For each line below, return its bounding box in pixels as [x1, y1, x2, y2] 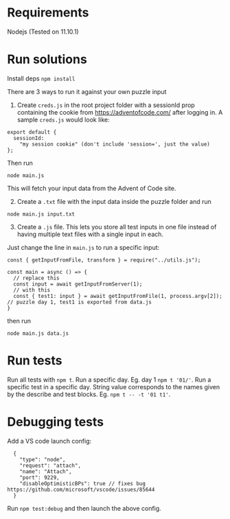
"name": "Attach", [19, 468, 72, 475]
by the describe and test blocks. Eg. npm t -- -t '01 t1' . [7, 390, 171, 398]
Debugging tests [7, 414, 104, 430]
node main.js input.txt [7, 211, 76, 218]
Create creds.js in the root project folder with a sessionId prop [16, 101, 196, 109]
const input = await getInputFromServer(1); [13, 280, 143, 288]
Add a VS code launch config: [7, 437, 92, 445]
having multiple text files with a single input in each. [16, 230, 163, 238]
